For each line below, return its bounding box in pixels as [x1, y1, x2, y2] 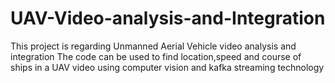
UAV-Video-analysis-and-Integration [10, 7, 326, 30]
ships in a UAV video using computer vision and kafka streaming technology [10, 61, 325, 73]
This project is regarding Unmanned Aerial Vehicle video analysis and [10, 40, 297, 52]
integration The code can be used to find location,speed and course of [10, 50, 302, 62]
